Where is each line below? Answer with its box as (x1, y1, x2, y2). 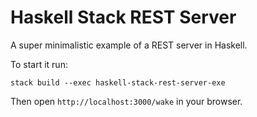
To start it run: (10, 58, 68, 70)
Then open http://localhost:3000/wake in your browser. (10, 95, 243, 107)
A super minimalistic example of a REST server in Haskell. (10, 39, 248, 51)
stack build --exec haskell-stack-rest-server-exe (10, 77, 226, 88)
